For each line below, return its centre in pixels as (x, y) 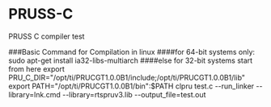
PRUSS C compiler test (47, 36)
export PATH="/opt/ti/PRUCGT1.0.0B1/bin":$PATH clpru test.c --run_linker (131, 86)
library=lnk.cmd (34, 94)
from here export (36, 68)
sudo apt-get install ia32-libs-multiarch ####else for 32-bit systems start (131, 60)
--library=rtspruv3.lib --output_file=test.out (134, 94)
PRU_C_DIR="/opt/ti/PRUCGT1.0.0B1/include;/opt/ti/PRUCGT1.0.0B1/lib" (127, 77)
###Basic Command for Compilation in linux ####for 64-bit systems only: (132, 51)
